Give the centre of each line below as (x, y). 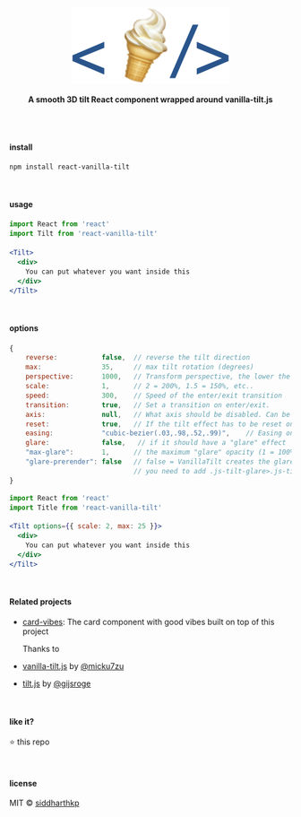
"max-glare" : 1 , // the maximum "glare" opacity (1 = (150, 452)
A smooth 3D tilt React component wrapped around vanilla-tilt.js (150, 100)
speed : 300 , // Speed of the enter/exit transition (154, 395)
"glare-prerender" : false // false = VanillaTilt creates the (148, 462)
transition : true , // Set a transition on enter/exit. (148, 405)
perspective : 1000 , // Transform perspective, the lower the (158, 377)
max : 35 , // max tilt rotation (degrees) (140, 367)
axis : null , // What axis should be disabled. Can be (158, 414)
